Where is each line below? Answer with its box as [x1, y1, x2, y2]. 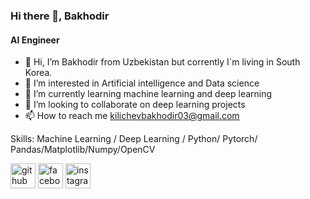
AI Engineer [10, 34, 60, 46]
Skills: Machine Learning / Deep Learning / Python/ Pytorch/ [10, 133, 258, 145]
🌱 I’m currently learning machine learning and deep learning [24, 88, 273, 100]
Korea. [24, 67, 53, 79]
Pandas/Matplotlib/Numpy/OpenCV [10, 144, 156, 156]
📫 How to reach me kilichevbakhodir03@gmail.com [24, 110, 240, 122]
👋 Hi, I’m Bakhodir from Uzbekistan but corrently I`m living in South [24, 56, 301, 68]
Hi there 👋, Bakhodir [10, 9, 110, 23]
